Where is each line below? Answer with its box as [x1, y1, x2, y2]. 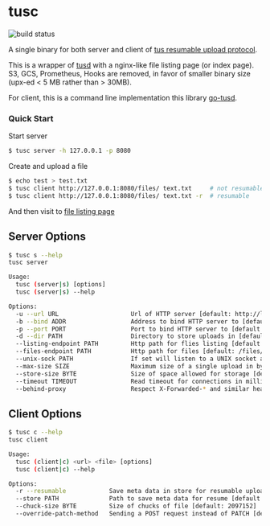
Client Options [8, 407, 82, 421]
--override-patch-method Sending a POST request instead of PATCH [15, 510, 250, 518]
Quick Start [8, 113, 54, 124]
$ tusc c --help [8, 429, 63, 437]
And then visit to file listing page [8, 206, 115, 216]
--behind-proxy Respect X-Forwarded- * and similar [15, 384, 250, 392]
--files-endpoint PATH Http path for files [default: [15, 347, 235, 355]
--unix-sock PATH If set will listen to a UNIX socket [15, 355, 257, 364]
